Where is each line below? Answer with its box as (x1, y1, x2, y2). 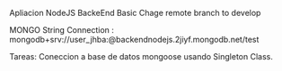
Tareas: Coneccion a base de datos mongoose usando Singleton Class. (9, 51, 274, 61)
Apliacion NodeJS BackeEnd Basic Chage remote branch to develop (9, 8, 261, 18)
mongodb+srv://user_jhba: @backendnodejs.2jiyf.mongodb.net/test (9, 35, 260, 44)
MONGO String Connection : (9, 25, 115, 35)
